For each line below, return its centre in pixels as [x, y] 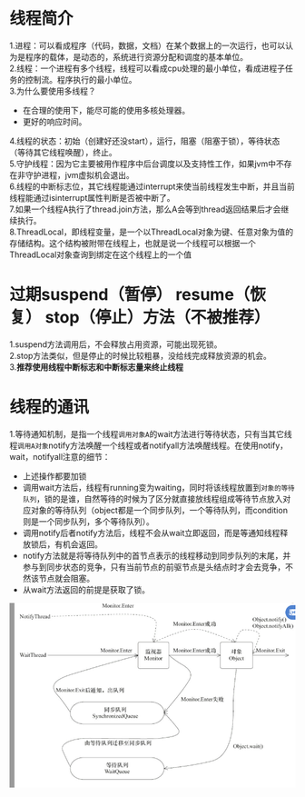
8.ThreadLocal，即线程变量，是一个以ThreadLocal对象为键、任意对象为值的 [151, 232]
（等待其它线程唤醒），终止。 [63, 152]
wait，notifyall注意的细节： [60, 456]
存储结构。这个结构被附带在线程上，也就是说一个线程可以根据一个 [133, 243]
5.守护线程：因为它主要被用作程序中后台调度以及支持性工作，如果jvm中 [143, 164]
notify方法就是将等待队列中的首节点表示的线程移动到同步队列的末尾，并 [157, 555]
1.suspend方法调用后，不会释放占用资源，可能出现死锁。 [116, 344]
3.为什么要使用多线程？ [53, 91]
